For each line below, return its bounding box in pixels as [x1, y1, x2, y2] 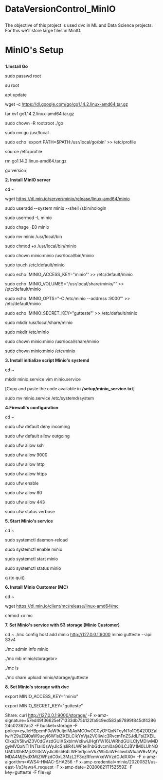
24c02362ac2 [5, 723, 34, 729]
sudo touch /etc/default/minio [5, 262, 65, 268]
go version [5, 167, 27, 174]
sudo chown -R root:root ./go [5, 120, 63, 126]
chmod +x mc [5, 613, 33, 619]
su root [5, 82, 19, 88]
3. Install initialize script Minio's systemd [5, 358, 90, 363]
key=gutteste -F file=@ [5, 769, 52, 775]
